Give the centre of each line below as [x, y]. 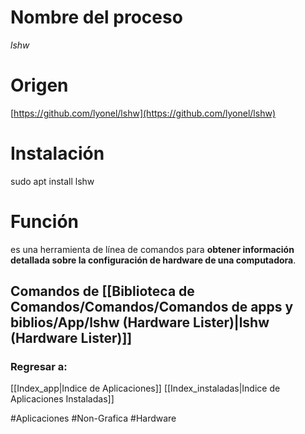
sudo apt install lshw [52, 181]
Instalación [57, 153]
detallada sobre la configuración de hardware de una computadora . [153, 260]
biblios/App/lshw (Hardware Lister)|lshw [140, 322]
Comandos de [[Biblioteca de [102, 291]
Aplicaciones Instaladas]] [62, 399]
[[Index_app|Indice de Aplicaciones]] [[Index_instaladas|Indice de [145, 388]
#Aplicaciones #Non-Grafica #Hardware [93, 418]
